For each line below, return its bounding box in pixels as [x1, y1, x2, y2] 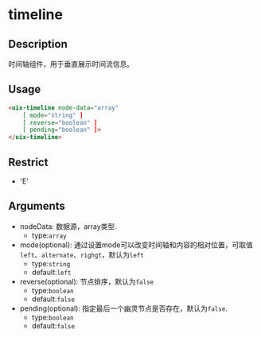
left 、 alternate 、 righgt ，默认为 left [19, 250, 145, 259]
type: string [31, 258, 71, 268]
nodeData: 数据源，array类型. [19, 221, 117, 231]
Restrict [8, 155, 49, 168]
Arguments [8, 199, 66, 213]
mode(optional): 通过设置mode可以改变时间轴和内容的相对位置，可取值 [19, 240, 253, 250]
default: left [31, 267, 72, 277]
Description [8, 37, 68, 51]
